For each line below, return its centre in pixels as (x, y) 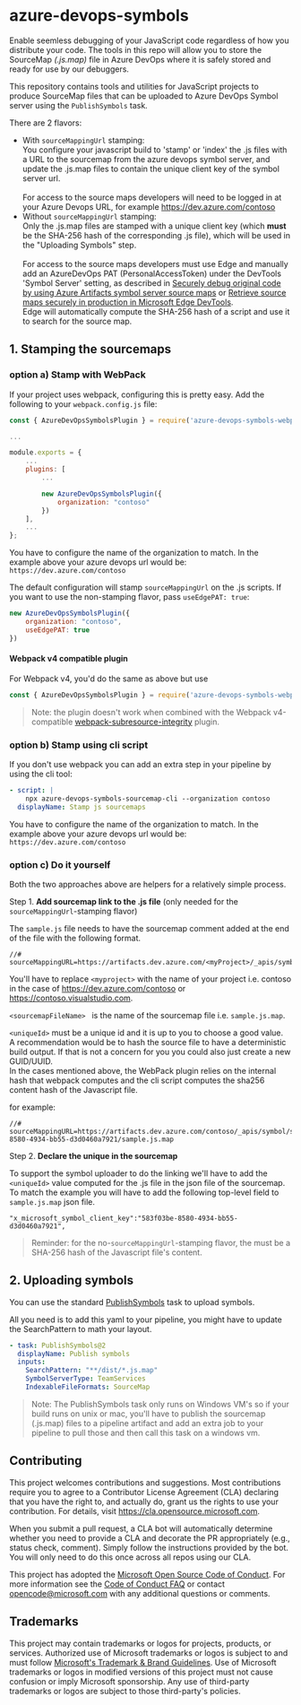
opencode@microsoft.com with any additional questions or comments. (140, 1593)
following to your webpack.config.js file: (83, 403)
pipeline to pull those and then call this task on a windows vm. (146, 1432)
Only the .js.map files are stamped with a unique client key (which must (154, 226)
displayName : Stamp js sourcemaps (82, 807)
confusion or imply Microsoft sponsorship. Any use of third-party (129, 1681)
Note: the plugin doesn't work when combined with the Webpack (151, 712)
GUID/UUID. (31, 1061)
